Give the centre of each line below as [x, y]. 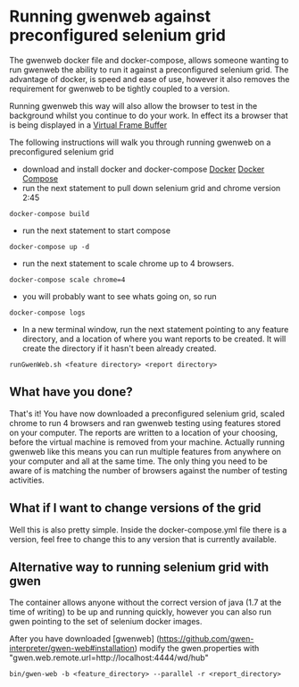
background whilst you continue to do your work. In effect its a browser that [149, 115]
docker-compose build [50, 214]
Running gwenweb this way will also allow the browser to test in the [133, 105]
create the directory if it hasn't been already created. [119, 348]
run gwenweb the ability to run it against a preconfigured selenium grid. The [149, 70]
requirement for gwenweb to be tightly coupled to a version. [120, 88]
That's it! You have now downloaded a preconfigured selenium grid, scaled [147, 414]
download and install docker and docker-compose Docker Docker [143, 169]
